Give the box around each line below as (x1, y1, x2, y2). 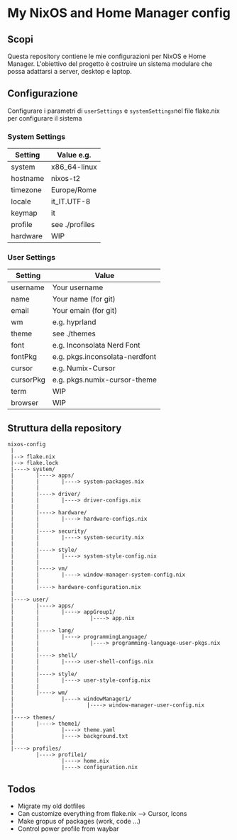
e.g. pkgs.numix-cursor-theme (52, 375, 158, 385)
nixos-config (7, 441, 46, 448)
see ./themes (52, 328, 96, 338)
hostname (11, 174, 45, 184)
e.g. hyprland (52, 317, 97, 327)
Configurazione (7, 87, 78, 100)
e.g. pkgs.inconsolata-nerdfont (52, 352, 157, 362)
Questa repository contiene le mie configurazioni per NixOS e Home (7, 52, 206, 60)
